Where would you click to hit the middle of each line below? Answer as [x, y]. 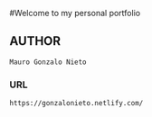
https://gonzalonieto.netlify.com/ [76, 103]
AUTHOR [35, 41]
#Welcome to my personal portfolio [75, 13]
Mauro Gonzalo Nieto [48, 62]
